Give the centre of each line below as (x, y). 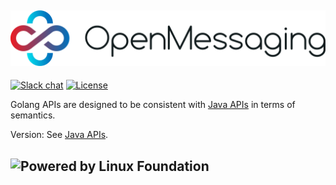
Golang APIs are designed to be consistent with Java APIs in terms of (153, 105)
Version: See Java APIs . (59, 135)
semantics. (33, 115)
